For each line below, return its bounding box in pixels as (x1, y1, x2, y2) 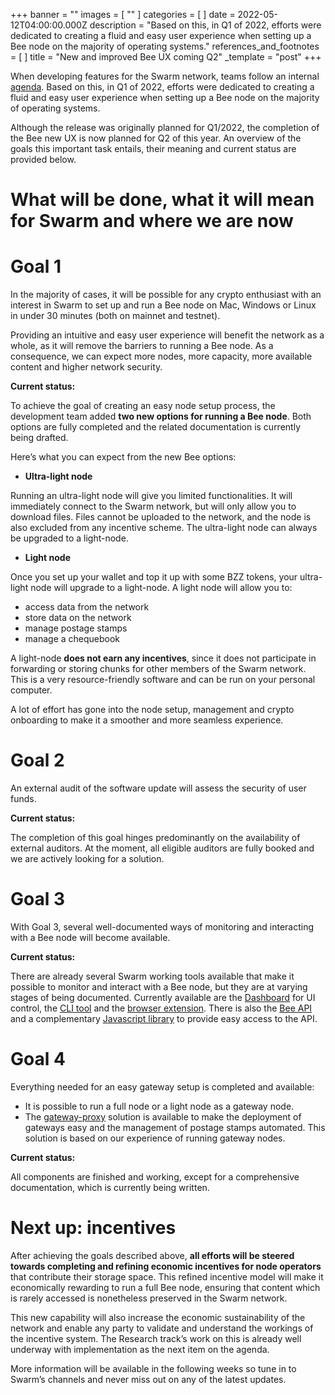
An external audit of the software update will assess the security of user (10, 782, 307, 794)
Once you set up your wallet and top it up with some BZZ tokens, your (10, 571, 298, 583)
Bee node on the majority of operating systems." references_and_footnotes (10, 40, 320, 52)
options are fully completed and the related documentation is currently (10, 421, 301, 433)
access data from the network (24, 601, 150, 613)
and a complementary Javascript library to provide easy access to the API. (10, 1013, 318, 1024)
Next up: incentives (10, 1217, 177, 1239)
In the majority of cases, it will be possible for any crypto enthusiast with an (10, 289, 322, 301)
